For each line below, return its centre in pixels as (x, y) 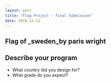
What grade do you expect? (40, 75)
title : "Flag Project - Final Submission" (49, 15)
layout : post (18, 10)
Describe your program (41, 58)
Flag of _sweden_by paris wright (55, 41)
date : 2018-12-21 (23, 21)
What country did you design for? (46, 70)
